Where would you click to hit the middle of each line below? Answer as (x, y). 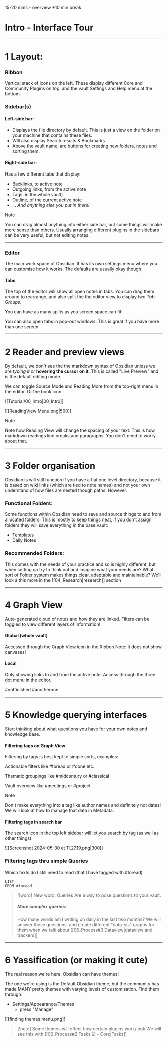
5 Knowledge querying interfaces (76, 715)
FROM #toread (19, 886)
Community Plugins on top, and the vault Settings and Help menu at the (79, 89)
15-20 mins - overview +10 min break (43, 7)
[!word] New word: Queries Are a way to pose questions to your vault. (89, 895)
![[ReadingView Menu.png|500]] (38, 411)
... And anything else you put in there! (51, 205)
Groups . (13, 302)
